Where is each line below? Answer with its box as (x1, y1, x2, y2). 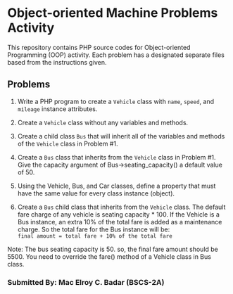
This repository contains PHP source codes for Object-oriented (7, 43, 191, 51)
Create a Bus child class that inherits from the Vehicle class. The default (17, 203, 226, 211)
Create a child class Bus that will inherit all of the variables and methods (17, 132, 225, 140)
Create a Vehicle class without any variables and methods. (17, 118, 189, 127)
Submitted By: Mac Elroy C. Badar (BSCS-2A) (7, 277, 165, 287)
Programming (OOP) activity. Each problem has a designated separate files (7, 51, 225, 59)
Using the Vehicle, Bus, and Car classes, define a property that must (17, 181, 216, 190)
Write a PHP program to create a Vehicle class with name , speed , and (17, 97, 215, 106)
